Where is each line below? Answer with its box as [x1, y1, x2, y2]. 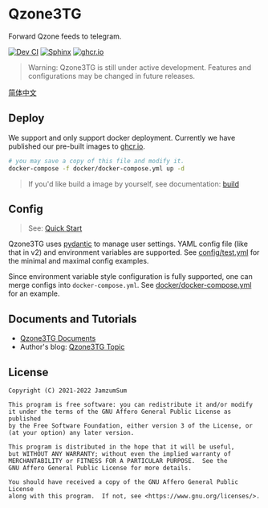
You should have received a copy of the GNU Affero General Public [8, 477, 239, 486]
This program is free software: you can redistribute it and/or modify [8, 400, 253, 408]
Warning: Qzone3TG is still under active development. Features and [27, 62, 252, 72]
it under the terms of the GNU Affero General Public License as [8, 408, 231, 416]
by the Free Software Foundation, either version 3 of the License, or [8, 421, 253, 430]
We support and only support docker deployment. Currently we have [8, 133, 236, 142]
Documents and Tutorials [8, 312, 137, 326]
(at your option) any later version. [8, 428, 135, 436]
